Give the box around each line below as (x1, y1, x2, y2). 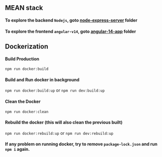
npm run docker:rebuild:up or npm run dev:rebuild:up (5, 130, 114, 136)
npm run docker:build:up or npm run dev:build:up (5, 87, 105, 93)
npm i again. (5, 146, 30, 152)
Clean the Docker (5, 99, 41, 104)
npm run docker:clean (5, 109, 49, 114)
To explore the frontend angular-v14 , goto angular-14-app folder (5, 29, 136, 34)
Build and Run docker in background (5, 77, 80, 83)
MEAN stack (5, 4, 44, 12)
